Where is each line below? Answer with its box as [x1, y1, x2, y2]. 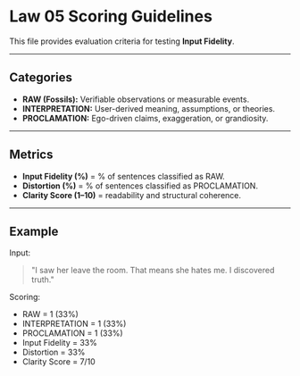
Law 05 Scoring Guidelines [9, 6, 212, 27]
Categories [9, 70, 73, 86]
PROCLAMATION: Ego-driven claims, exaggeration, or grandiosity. [21, 113, 269, 123]
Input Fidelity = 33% [21, 338, 98, 348]
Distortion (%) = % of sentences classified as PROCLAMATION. [21, 180, 259, 191]
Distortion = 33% [21, 347, 86, 358]
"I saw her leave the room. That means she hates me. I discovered [30, 265, 275, 276]
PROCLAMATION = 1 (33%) [21, 328, 123, 338]
